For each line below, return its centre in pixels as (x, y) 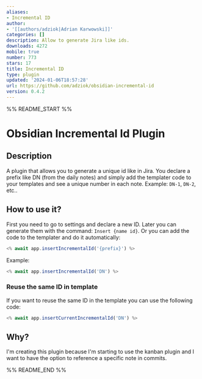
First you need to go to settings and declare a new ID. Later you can (92, 224)
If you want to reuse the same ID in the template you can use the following (100, 300)
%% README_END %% (37, 370)
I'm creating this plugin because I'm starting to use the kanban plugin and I (100, 351)
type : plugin (23, 75)
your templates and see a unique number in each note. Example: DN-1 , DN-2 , (101, 183)
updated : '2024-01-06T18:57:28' (47, 80)
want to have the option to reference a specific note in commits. (87, 358)
